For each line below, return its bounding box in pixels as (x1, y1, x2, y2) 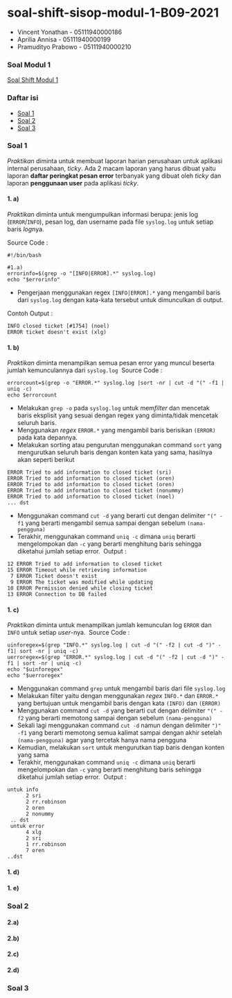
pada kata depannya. (17, 433, 78, 442)
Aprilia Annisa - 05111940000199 (17, 35, 111, 43)
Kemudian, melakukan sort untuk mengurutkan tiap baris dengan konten (17, 743, 225, 751)
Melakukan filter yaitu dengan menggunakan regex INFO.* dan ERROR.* (17, 692, 219, 700)
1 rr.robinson (25, 841, 67, 848)
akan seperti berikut (17, 456, 75, 464)
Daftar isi (7, 93, 39, 103)
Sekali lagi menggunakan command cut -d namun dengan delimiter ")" (17, 721, 222, 730)
